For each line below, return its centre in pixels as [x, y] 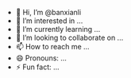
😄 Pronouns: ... [41, 58]
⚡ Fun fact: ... [37, 67]
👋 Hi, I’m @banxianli [48, 12]
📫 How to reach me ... [52, 47]
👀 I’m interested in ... [49, 21]
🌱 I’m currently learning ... [58, 29]
